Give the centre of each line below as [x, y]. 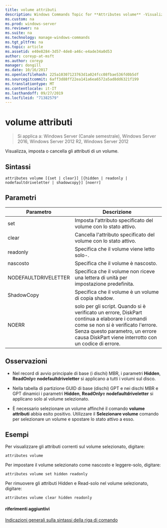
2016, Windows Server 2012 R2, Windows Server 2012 [73, 141]
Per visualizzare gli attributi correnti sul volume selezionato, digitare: [75, 447]
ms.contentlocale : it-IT [31, 88]
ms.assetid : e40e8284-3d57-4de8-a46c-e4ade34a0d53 [59, 51]
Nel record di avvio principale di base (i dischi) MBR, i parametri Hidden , [86, 373]
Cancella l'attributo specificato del [115, 235]
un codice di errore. [97, 343]
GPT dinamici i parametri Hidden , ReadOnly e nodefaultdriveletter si [83, 394]
